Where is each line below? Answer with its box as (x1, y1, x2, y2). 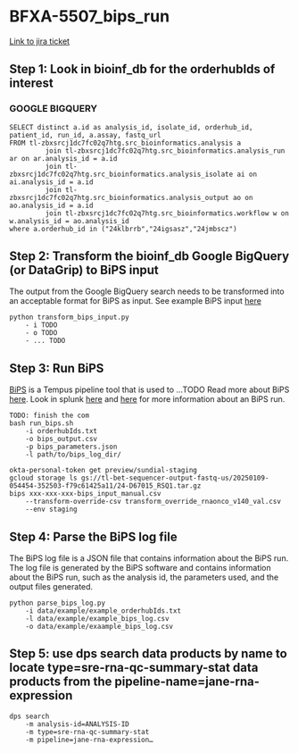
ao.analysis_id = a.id (9, 201, 94, 210)
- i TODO (25, 321, 58, 330)
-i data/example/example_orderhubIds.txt (25, 607, 181, 615)
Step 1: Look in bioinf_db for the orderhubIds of (9, 62, 276, 77)
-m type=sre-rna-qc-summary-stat (25, 727, 150, 736)
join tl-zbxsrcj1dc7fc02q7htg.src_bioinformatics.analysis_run (45, 146, 286, 155)
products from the (9, 674, 112, 690)
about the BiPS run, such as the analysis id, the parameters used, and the (9, 572, 279, 582)
